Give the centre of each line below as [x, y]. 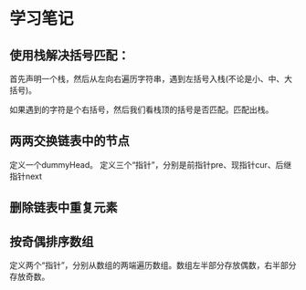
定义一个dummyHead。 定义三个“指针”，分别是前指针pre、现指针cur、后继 [151, 164]
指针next [26, 176]
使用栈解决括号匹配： [69, 55]
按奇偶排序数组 [52, 241]
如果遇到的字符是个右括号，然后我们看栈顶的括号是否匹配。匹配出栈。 [142, 109]
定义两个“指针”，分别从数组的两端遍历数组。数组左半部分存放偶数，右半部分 [153, 265]
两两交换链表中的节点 [69, 141]
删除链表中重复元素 [63, 207]
